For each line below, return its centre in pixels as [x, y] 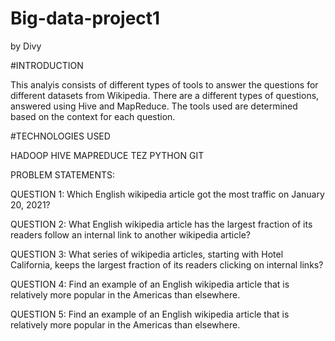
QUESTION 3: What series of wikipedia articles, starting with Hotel [147, 254]
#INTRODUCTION [47, 65]
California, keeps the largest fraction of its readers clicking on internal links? [167, 264]
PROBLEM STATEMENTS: [63, 174]
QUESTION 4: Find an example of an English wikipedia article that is [150, 284]
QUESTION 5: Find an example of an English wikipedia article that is [150, 314]
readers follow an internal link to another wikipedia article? [130, 234]
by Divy [26, 46]
